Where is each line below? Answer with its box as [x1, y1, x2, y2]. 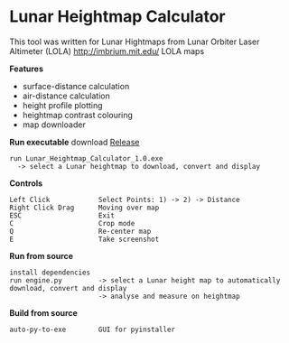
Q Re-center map [9, 227, 152, 236]
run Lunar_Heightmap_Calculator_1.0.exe [9, 153, 164, 163]
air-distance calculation [22, 90, 110, 101]
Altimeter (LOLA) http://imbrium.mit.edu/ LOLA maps [9, 45, 205, 56]
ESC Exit [9, 210, 116, 220]
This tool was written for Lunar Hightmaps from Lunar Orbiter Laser [9, 36, 260, 47]
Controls [9, 178, 43, 189]
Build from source [9, 307, 79, 318]
